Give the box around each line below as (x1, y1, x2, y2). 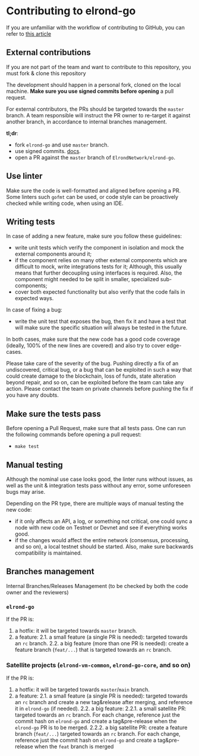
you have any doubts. (6, 391, 59, 399)
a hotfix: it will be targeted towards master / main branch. (14, 686, 150, 693)
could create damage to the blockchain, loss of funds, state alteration (6, 372, 176, 379)
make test (14, 444, 40, 450)
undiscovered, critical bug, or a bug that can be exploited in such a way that (6, 366, 192, 374)
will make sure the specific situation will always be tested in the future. (14, 324, 188, 331)
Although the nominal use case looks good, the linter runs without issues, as (6, 475, 193, 483)
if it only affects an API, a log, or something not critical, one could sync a (14, 518, 192, 525)
